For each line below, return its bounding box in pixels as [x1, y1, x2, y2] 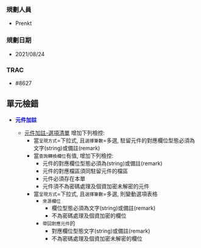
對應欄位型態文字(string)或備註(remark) [51, 227, 150, 235]
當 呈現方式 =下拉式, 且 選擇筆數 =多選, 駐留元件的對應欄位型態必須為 [33, 136, 196, 144]
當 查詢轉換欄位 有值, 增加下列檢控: [33, 151, 114, 159]
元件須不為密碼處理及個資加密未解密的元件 [42, 182, 150, 190]
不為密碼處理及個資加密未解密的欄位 [51, 235, 143, 242]
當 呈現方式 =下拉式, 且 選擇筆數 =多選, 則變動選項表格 [33, 190, 158, 197]
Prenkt [15, 20, 32, 27]
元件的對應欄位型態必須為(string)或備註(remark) [42, 159, 163, 167]
